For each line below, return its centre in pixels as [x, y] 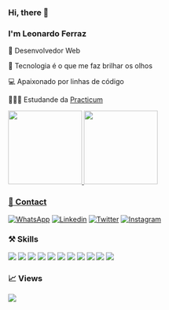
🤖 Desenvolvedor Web [44, 51]
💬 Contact [28, 202]
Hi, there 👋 [29, 13]
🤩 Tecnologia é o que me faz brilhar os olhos [81, 66]
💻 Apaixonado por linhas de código [66, 82]
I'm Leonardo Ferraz [48, 33]
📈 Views [26, 278]
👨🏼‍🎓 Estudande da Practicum [56, 100]
